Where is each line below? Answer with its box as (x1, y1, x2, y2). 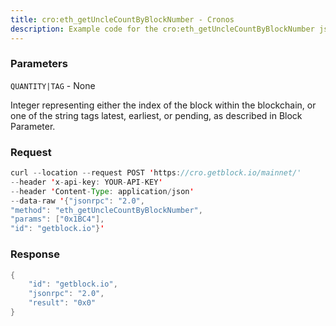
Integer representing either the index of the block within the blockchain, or (10, 99, 317, 111)
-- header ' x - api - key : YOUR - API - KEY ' (10, 177, 163, 187)
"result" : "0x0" (28, 298, 97, 308)
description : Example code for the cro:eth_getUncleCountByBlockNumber (10, 24, 315, 34)
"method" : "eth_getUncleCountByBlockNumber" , (10, 205, 203, 215)
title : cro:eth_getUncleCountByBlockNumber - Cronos (10, 14, 235, 25)
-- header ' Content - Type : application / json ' (10, 186, 195, 196)
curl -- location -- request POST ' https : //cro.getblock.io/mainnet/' (10, 168, 302, 178)
